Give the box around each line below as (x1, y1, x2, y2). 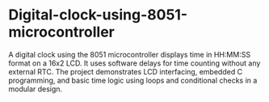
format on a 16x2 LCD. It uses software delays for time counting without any (8, 58, 261, 68)
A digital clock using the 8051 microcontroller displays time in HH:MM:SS (8, 49, 251, 59)
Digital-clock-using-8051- (8, 6, 188, 24)
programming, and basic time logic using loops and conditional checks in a (8, 75, 258, 85)
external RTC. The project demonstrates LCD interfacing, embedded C (8, 66, 243, 76)
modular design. (8, 83, 63, 94)
